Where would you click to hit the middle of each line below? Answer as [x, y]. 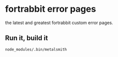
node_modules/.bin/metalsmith [36, 49]
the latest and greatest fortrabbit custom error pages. [59, 23]
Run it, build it [27, 38]
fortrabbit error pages [51, 9]
